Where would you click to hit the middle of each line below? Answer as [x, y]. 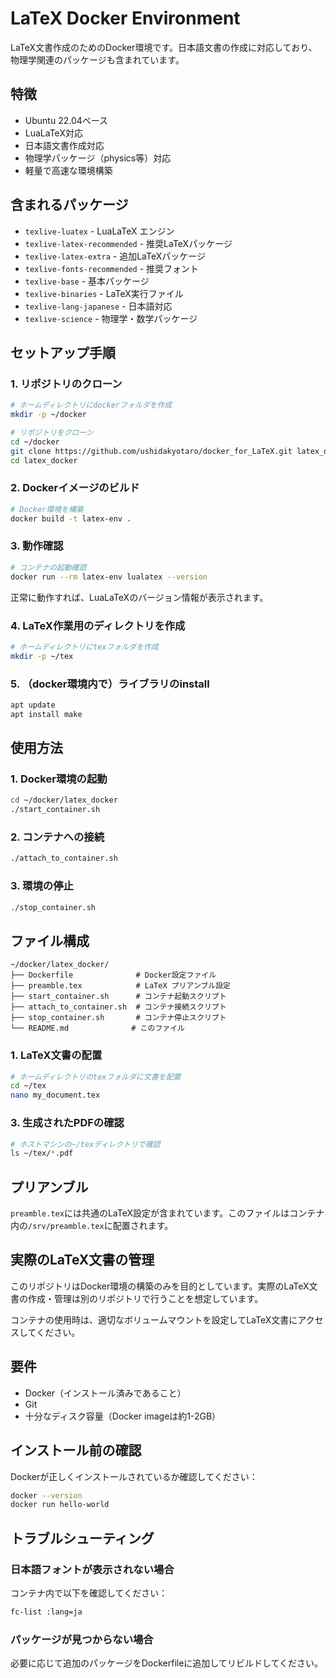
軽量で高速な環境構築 [68, 170]
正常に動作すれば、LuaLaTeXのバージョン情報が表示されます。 [139, 597]
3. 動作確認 [37, 546]
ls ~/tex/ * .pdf [42, 1153]
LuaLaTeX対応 [53, 133]
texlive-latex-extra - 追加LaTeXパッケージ [115, 256]
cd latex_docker [44, 460]
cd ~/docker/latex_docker [64, 800]
